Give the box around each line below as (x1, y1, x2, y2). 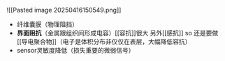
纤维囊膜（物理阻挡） (16, 20, 78, 28)
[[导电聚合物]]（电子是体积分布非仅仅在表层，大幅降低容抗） (16, 37, 191, 46)
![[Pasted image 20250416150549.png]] (6, 6, 122, 14)
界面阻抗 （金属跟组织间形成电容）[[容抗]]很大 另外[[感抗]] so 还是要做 (16, 29, 219, 37)
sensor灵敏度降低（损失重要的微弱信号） (16, 46, 135, 54)
